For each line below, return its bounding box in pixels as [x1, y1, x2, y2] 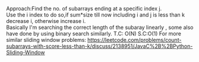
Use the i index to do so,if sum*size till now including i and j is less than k [6, 11, 185, 18]
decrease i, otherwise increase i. [6, 18, 86, 24]
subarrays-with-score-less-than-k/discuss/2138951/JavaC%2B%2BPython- [6, 43, 193, 50]
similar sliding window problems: [6, 37, 86, 43]
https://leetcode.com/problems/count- [87, 37, 182, 43]
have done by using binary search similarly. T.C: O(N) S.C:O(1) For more [6, 30, 181, 37]
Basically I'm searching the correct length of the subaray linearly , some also [6, 24, 194, 31]
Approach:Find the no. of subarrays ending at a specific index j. [6, 5, 162, 12]
